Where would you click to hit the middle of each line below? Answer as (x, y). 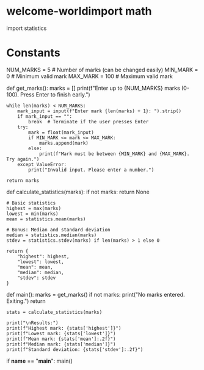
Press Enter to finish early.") (55, 94)
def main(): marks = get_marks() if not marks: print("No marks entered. (96, 294)
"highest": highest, (43, 256)
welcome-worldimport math (79, 11)
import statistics (27, 28)
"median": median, (41, 272)
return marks (23, 180)
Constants (33, 53)
